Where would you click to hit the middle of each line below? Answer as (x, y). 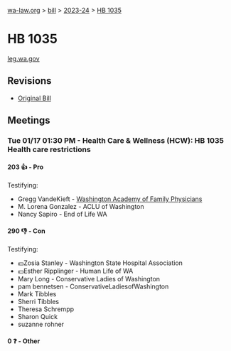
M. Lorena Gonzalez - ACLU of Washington (81, 207)
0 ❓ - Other (24, 341)
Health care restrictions (49, 150)
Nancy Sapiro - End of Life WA (63, 214)
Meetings (29, 120)
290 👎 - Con (26, 231)
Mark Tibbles (37, 294)
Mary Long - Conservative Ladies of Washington (89, 279)
